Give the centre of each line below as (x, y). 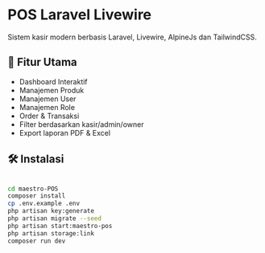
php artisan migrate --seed (55, 218)
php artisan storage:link (51, 233)
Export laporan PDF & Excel (64, 133)
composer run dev (37, 241)
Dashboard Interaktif (53, 81)
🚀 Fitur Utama (42, 62)
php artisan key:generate (51, 211)
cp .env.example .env (44, 204)
